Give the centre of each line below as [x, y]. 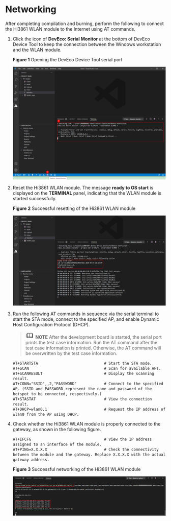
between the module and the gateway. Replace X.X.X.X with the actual [89, 455]
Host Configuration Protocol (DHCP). [51, 324]
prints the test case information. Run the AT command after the [91, 342]
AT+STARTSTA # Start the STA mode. [82, 363]
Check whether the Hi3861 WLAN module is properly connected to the [87, 424]
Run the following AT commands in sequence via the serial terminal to [86, 314]
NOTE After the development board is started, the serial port [98, 337]
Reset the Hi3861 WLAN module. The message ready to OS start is [83, 188]
